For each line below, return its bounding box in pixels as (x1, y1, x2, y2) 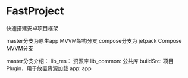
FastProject (6, 4, 64, 18)
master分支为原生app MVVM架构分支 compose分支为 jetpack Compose (6, 37, 182, 44)
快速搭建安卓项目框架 (6, 24, 58, 32)
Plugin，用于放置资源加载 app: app (6, 64, 92, 72)
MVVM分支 (6, 45, 34, 52)
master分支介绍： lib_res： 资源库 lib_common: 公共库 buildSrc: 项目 (6, 57, 174, 64)
